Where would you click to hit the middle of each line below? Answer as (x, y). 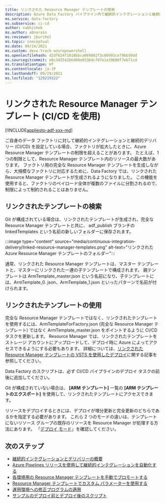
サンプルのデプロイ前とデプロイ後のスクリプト (59, 496)
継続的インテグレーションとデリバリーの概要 (57, 459)
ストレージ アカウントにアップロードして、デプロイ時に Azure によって (77, 342)
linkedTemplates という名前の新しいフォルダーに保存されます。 (69, 231)
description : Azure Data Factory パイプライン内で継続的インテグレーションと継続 (82, 14)
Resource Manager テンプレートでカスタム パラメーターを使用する (80, 483)
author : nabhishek (24, 28)
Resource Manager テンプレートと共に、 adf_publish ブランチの (70, 225)
